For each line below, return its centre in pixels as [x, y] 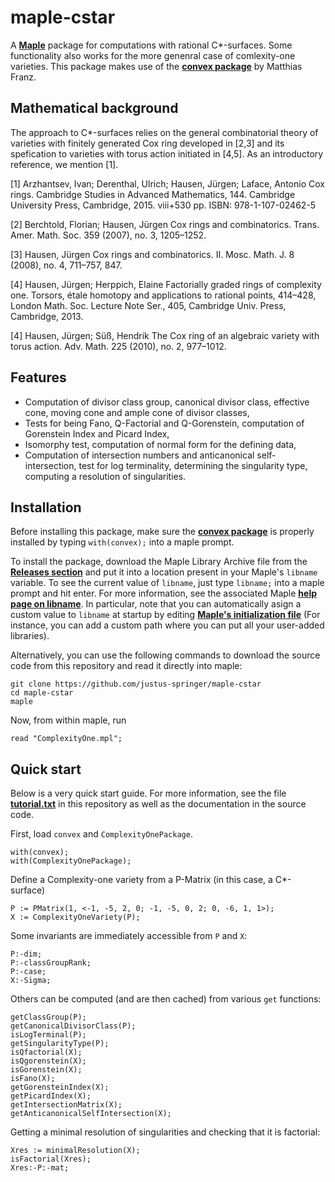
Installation [46, 507]
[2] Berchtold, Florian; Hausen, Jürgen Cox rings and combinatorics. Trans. [165, 224]
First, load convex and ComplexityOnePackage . [101, 834]
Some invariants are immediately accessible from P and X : [129, 936]
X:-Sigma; [31, 981]
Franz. [23, 77]
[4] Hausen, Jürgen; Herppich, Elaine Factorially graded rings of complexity [166, 284]
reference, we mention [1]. [64, 164]
